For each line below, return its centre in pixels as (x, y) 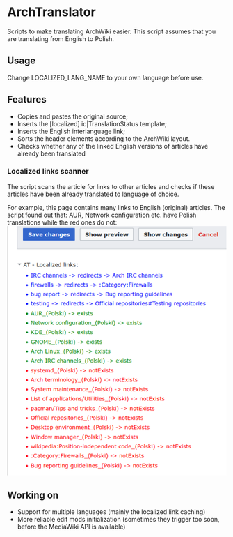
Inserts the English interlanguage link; (71, 131)
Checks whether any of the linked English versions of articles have (113, 146)
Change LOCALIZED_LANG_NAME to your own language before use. (105, 77)
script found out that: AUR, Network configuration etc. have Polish (102, 215)
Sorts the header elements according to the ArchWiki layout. (104, 138)
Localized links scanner (48, 172)
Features (27, 99)
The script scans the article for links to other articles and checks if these (111, 186)
